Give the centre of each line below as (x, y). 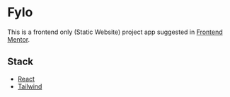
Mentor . (19, 39)
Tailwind (30, 86)
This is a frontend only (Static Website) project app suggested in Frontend (115, 32)
